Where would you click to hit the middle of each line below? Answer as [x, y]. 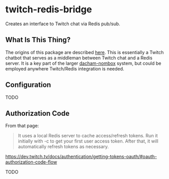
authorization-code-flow [31, 162]
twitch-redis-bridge [49, 10]
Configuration [28, 85]
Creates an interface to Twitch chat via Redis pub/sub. [63, 24]
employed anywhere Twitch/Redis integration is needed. [65, 68]
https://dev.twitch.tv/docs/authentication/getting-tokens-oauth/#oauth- [81, 157]
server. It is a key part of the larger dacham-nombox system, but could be [83, 63]
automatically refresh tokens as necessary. [63, 147]
